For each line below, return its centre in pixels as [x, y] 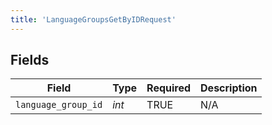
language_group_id [59, 105]
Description [229, 88]
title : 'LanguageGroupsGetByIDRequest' [93, 19]
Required [169, 88]
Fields [30, 60]
